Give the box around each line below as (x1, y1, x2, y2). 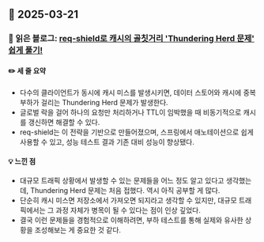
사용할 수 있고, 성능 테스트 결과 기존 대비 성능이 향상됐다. (19, 137, 195, 146)
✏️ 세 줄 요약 (8, 66, 46, 75)
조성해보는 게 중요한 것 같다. (34, 225, 121, 234)
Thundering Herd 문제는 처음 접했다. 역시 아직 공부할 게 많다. (30, 185, 221, 195)
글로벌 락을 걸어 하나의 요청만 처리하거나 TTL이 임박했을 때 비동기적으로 (19, 108, 242, 117)
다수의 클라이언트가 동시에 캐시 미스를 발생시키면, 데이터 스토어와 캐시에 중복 (19, 88, 257, 97)
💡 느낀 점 (8, 157, 36, 166)
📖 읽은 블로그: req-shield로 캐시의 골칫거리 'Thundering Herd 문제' (8, 33, 255, 44)
